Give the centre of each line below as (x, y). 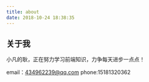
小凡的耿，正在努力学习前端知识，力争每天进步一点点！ (75, 60)
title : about (23, 12)
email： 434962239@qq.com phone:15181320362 (68, 72)
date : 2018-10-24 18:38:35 (40, 18)
